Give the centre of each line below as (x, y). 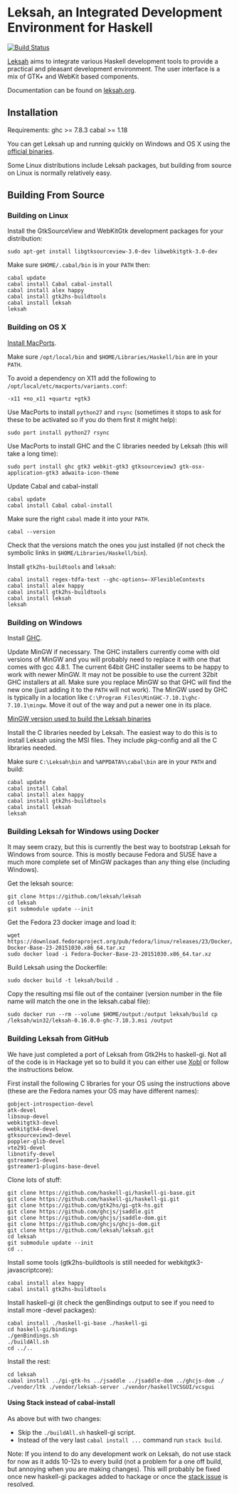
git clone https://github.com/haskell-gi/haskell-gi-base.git (101, 1193)
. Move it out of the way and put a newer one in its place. (128, 705)
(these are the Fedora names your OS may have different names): (103, 1091)
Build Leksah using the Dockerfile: (58, 968)
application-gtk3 (33, 473)
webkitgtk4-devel (33, 1129)
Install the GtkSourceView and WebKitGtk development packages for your (116, 231)
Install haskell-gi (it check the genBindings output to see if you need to (111, 1302)
